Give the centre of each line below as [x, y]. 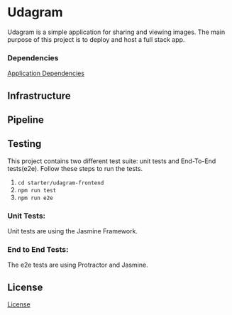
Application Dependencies [46, 73]
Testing [24, 144]
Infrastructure [39, 95]
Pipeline [26, 120]
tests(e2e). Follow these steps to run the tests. [75, 168]
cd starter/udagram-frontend [61, 183]
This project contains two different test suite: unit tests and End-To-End [112, 161]
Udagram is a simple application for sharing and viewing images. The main [116, 32]
